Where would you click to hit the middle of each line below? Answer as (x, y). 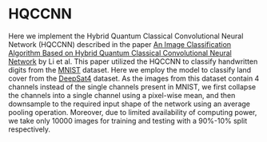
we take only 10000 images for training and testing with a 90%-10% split (128, 120)
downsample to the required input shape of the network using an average (129, 104)
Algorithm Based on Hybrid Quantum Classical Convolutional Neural (120, 53)
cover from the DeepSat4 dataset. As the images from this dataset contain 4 (134, 78)
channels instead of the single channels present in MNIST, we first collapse (132, 87)
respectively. (29, 129)
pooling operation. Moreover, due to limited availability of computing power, (133, 112)
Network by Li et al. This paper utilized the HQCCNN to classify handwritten (133, 61)
